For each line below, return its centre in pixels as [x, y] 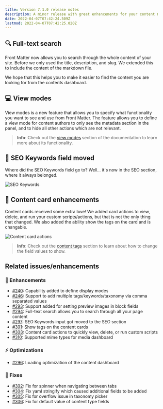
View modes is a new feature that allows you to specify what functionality [79, 112]
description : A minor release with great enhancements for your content [80, 14]
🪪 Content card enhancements [52, 200]
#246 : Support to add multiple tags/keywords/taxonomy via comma [80, 296]
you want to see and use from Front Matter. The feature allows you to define [81, 118]
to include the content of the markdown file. [49, 68]
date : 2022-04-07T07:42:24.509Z [38, 19]
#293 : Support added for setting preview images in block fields [75, 306]
